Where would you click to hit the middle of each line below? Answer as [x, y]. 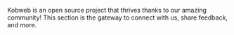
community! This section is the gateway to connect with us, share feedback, [118, 17]
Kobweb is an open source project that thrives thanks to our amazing [107, 10]
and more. [22, 25]
